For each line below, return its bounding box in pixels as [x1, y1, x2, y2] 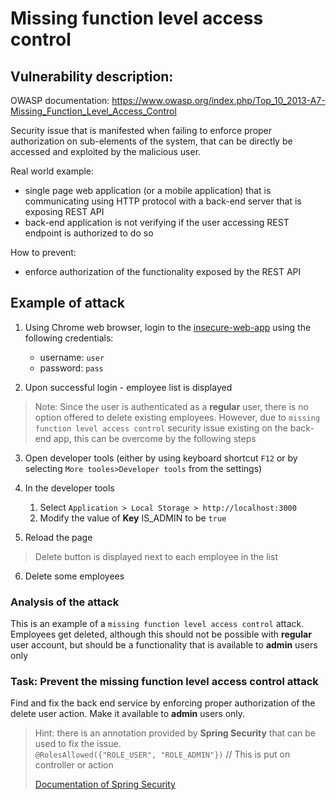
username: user [39, 351, 105, 363]
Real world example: [10, 165, 95, 177]
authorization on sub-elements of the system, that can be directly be [10, 135, 293, 147]
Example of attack [10, 295, 126, 312]
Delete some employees [24, 570, 125, 582]
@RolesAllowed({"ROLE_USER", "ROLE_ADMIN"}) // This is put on [34, 748, 291, 761]
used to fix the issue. [34, 738, 122, 750]
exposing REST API [24, 206, 105, 217]
